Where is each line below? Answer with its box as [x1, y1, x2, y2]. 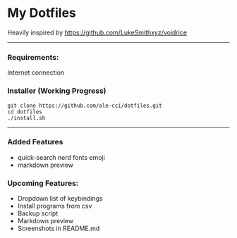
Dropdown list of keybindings [17, 194, 104, 203]
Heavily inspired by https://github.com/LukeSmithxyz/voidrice [7, 28, 188, 37]
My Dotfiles [7, 5, 76, 21]
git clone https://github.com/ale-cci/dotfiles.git [7, 102, 162, 109]
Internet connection [7, 68, 65, 77]
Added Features [7, 137, 63, 147]
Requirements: [7, 52, 59, 62]
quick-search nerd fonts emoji [17, 153, 106, 161]
